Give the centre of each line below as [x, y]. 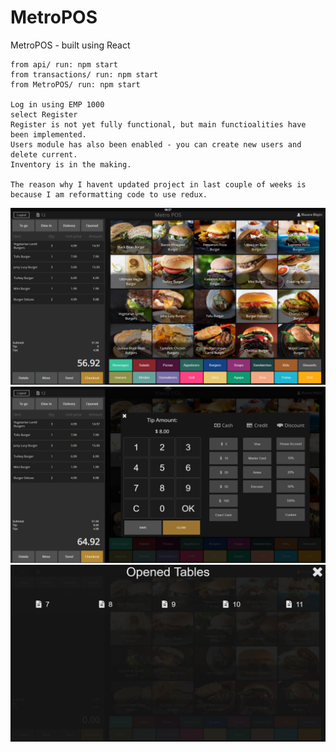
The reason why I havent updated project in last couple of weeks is [158, 184]
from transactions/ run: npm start [84, 74]
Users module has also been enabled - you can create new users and [156, 144]
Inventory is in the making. [71, 164]
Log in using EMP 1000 [57, 104]
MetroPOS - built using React [70, 45]
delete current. [44, 154]
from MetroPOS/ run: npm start [75, 84]
